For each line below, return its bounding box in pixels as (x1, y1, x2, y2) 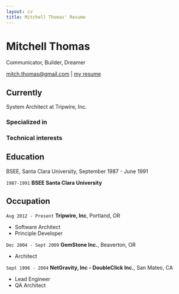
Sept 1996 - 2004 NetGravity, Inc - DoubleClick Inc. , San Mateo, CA (6, 264, 173, 271)
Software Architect (14, 223, 61, 230)
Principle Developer (14, 230, 63, 237)
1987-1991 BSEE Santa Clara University (6, 179, 102, 186)
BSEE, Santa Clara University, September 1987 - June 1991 (6, 168, 149, 175)
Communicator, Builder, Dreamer (6, 59, 86, 66)
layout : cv (6, 8, 33, 15)
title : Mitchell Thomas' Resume (6, 14, 86, 20)
